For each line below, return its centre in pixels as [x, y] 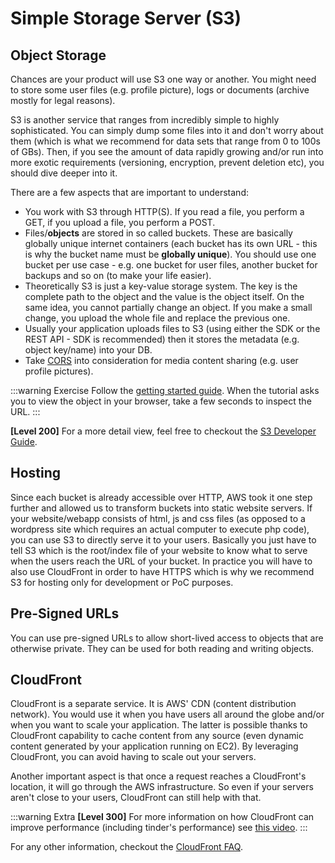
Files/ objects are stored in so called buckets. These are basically [158, 233]
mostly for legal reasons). [63, 100]
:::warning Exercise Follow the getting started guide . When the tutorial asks [165, 390]
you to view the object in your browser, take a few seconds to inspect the [161, 401]
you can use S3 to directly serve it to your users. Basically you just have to [163, 539]
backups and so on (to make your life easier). [118, 275]
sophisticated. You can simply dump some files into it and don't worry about [167, 130]
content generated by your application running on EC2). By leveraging [154, 746]
